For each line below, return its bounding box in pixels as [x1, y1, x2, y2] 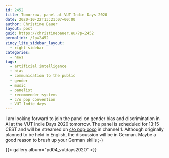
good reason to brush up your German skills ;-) [5, 137, 103, 143]
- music [10, 83, 26, 88]
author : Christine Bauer [5, 21, 58, 27]
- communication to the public [10, 73, 76, 78]
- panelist [10, 87, 33, 93]
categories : [5, 50, 30, 55]
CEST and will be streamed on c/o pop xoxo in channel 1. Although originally [5, 126, 164, 132]
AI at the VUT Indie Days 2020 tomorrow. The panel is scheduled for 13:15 [5, 121, 159, 127]
